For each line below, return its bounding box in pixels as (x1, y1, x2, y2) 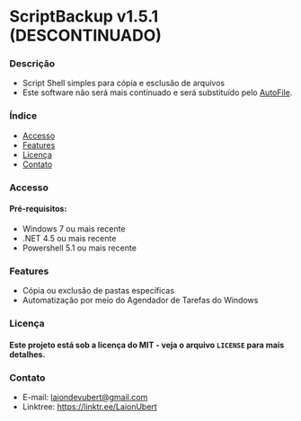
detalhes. (9, 348, 46, 360)
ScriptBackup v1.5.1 (9, 6, 159, 27)
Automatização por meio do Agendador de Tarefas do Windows (22, 294, 259, 306)
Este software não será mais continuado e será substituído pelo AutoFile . (22, 87, 293, 98)
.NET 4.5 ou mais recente (22, 232, 117, 243)
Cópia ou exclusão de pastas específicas (22, 285, 175, 296)
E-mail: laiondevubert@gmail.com (22, 392, 148, 403)
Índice (9, 110, 38, 122)
